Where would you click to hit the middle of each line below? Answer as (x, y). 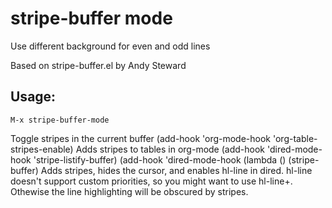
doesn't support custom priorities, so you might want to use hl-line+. (151, 181)
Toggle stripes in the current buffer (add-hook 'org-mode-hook (141, 138)
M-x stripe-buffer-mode (60, 120)
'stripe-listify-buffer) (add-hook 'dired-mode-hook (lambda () (160, 159)
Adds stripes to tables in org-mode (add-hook (170, 149)
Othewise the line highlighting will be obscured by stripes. (129, 191)
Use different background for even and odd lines (110, 46)
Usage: (33, 97)
